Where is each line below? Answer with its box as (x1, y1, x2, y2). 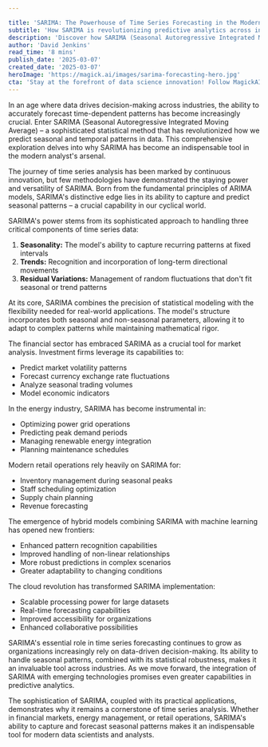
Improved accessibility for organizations (19, 614, 152, 623)
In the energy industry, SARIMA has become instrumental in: (8, 403, 207, 413)
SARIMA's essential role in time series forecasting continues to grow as (8, 638, 242, 647)
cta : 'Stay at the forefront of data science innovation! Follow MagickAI (8, 77, 262, 86)
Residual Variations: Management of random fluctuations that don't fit (19, 273, 253, 284)
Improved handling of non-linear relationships (19, 549, 170, 558)
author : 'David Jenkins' (8, 41, 91, 49)
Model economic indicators (19, 388, 110, 398)
